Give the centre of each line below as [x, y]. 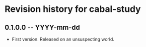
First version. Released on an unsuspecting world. [63, 39]
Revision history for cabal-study [73, 9]
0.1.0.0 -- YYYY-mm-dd [42, 27]
